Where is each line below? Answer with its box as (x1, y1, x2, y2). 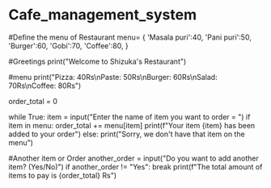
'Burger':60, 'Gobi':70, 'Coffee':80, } (8, 40, 129, 50)
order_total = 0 (8, 96, 58, 106)
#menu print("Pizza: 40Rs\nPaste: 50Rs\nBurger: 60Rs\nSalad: (8, 72, 218, 81)
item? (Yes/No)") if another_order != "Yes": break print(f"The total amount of (8, 161, 263, 171)
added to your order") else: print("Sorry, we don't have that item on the (8, 129, 245, 139)
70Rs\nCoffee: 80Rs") (8, 81, 82, 90)
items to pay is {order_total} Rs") (8, 170, 117, 180)
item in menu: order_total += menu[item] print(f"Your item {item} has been (8, 120, 256, 130)
